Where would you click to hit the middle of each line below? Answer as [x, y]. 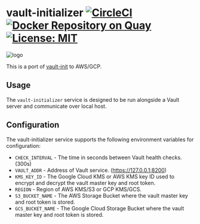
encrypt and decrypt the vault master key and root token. [85, 183]
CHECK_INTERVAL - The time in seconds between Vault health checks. [98, 157]
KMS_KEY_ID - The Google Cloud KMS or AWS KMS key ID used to [95, 176]
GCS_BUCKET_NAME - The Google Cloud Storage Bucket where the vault [99, 208]
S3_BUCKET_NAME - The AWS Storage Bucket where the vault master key [101, 195]
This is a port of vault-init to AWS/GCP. [54, 66]
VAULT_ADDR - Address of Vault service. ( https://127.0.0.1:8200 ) [91, 170]
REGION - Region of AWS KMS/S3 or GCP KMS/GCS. [78, 189]
